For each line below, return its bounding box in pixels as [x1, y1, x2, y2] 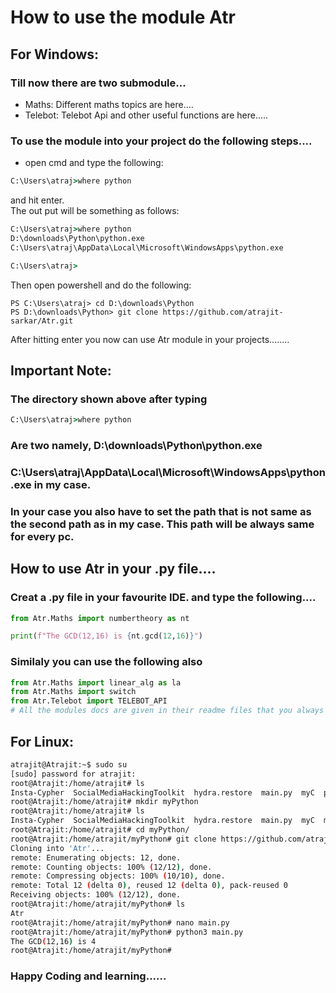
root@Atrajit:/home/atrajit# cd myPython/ [10, 825, 190, 835]
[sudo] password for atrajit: [10, 769, 137, 779]
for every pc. [10, 529, 75, 543]
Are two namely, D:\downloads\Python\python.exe [10, 439, 263, 453]
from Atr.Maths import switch [10, 687, 137, 697]
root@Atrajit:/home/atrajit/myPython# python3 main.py [10, 927, 244, 937]
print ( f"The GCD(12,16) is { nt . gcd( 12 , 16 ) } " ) [10, 631, 203, 641]
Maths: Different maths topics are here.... [24, 98, 194, 110]
